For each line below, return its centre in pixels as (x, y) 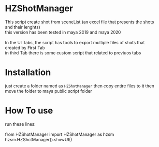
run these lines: (20, 124)
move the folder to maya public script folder (49, 91)
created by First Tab (25, 48)
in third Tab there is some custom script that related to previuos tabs (73, 53)
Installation (28, 73)
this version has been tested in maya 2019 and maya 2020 (63, 32)
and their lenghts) (22, 27)
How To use (29, 111)
